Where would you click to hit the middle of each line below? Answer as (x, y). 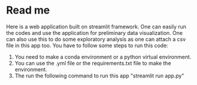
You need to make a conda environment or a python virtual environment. (103, 57)
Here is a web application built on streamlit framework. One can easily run (96, 27)
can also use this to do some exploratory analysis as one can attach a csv (96, 39)
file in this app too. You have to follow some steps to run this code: (87, 45)
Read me (28, 10)
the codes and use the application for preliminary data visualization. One (94, 32)
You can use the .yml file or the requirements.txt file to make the (93, 63)
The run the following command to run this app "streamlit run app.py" (99, 76)
